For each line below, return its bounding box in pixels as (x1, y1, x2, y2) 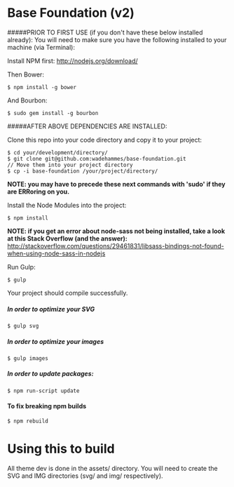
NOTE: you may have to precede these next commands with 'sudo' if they (7, 180, 226, 188)
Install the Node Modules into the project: (7, 201, 127, 209)
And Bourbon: (7, 96, 48, 105)
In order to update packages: (7, 370, 94, 378)
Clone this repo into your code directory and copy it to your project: (7, 135, 202, 144)
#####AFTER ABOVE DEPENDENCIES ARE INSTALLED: (7, 121, 167, 131)
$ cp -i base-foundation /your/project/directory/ (7, 167, 158, 175)
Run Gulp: (7, 262, 36, 271)
